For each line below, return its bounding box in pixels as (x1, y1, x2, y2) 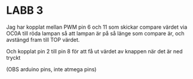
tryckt (6, 54, 21, 61)
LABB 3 (6, 4, 44, 17)
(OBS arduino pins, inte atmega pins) (6, 65, 97, 72)
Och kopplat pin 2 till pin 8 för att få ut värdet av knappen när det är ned (6, 47, 183, 54)
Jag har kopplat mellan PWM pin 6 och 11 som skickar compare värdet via (6, 23, 188, 31)
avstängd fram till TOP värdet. (6, 36, 80, 43)
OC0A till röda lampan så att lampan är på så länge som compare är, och (6, 29, 185, 37)
